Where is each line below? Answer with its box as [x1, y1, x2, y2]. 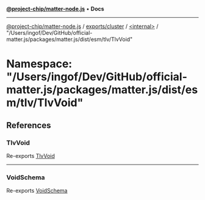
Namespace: [6, 57, 73, 71]
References [6, 120, 51, 130]
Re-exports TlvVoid [6, 152, 55, 159]
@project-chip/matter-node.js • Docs [6, 5, 105, 12]
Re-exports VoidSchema [6, 187, 68, 195]
